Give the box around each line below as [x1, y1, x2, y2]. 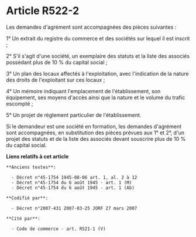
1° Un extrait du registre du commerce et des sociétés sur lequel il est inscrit [6, 35, 190, 42]
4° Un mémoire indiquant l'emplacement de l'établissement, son [6, 87, 161, 94]
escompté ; [6, 100, 33, 107]
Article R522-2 [6, 4, 80, 18]
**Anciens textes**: [6, 164, 57, 170]
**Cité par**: [6, 215, 41, 221]
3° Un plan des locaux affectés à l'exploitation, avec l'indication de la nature [6, 70, 189, 77]
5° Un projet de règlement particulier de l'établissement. [6, 111, 142, 118]
